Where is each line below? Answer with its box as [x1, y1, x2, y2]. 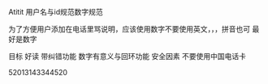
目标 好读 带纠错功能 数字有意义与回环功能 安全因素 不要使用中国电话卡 [8, 52, 246, 61]
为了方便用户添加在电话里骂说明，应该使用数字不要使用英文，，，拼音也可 [8, 24, 250, 34]
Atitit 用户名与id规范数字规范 [8, 7, 103, 16]
